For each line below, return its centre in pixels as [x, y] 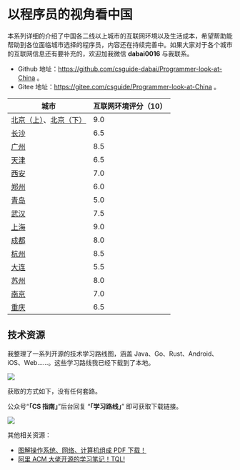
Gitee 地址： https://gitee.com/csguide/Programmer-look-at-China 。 [119, 86]
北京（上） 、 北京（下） [49, 120]
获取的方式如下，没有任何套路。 [54, 391]
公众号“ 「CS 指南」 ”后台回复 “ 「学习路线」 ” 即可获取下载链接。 [95, 406]
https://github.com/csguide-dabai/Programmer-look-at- [140, 69]
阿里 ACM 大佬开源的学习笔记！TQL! [71, 459]
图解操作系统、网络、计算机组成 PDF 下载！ [82, 450]
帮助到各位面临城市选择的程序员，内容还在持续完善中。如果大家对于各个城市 [120, 44]
